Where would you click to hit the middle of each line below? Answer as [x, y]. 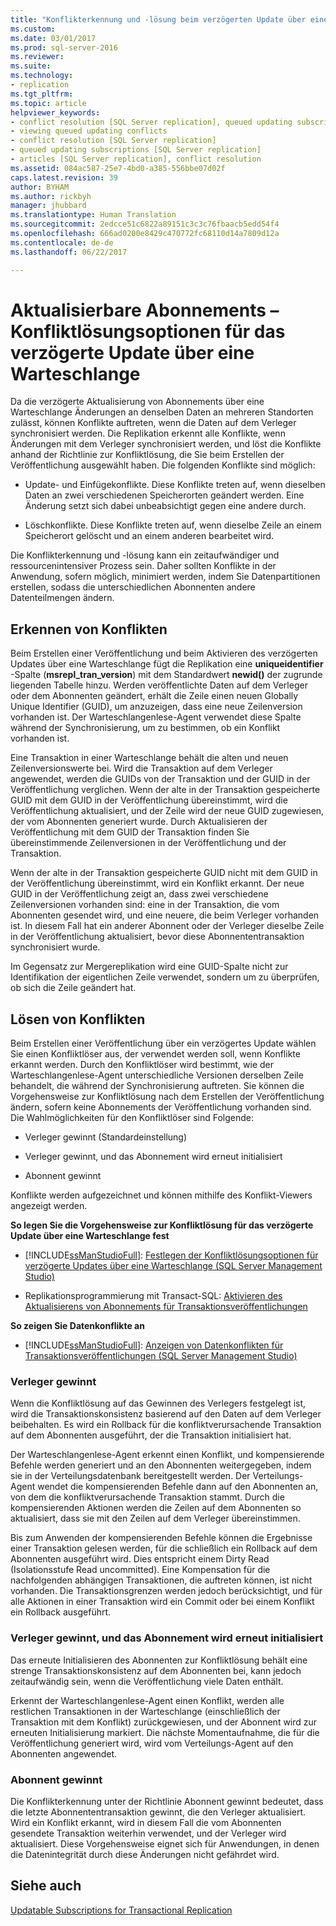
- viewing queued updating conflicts [89, 131]
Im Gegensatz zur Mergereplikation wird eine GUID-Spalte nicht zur [149, 967]
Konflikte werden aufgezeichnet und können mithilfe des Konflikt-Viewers [161, 1195]
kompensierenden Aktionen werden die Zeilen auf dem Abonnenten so [156, 1508]
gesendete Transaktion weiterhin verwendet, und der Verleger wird [148, 1833]
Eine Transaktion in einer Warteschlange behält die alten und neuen [149, 758]
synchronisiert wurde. [55, 947]
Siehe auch [46, 1886]
